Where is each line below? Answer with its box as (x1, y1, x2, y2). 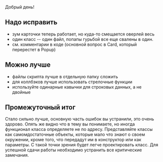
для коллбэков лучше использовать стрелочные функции (12, 79, 132, 85)
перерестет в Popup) (12, 46, 56, 53)
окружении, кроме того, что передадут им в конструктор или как (5, 137, 142, 143)
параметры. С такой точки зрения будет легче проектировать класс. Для (5, 142, 158, 148)
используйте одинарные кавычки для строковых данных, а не (12, 84, 142, 90)
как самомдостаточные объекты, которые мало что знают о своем (5, 131, 145, 138)
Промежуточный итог (5, 103, 76, 111)
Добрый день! (5, 4, 35, 10)
